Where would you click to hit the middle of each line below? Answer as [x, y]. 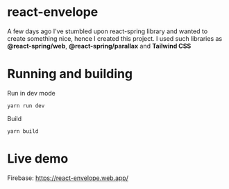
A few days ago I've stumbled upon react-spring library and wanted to [108, 31]
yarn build [23, 131]
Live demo [38, 159]
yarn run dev [26, 106]
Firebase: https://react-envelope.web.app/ [68, 178]
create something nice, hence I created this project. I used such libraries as [115, 38]
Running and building [70, 74]
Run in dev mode [31, 93]
